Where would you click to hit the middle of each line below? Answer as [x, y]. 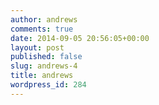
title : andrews [42, 76]
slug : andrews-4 [44, 66]
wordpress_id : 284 [48, 85]
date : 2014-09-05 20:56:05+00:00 [80, 38]
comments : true [42, 29]
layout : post [37, 47]
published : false [46, 57]
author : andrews [44, 19]
